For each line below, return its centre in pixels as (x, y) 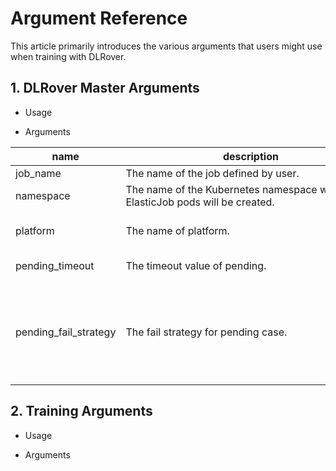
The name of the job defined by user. (212, 173)
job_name (38, 173)
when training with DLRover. (68, 56)
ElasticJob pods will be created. (200, 202)
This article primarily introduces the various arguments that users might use (166, 46)
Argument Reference (99, 18)
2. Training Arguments (81, 411)
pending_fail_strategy (66, 332)
